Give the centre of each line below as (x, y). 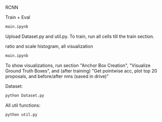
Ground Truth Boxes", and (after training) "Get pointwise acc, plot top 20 (81, 70)
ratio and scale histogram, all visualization (49, 46)
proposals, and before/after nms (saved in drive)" (57, 76)
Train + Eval (18, 17)
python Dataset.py (25, 95)
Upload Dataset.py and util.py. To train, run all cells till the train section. (80, 36)
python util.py (21, 114)
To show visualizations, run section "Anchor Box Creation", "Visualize (78, 65)
